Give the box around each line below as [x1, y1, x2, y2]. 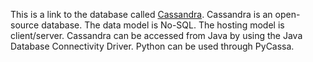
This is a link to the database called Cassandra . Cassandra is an [10, 9, 273, 20]
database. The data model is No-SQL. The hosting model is [41, 19, 285, 31]
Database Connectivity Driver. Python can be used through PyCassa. [10, 40, 295, 52]
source [10, 19, 40, 31]
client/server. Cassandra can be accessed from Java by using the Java [10, 30, 303, 41]
